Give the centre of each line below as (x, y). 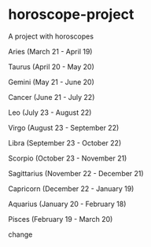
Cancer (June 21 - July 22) (52, 97)
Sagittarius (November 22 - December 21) (76, 173)
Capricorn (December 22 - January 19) (71, 188)
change (20, 234)
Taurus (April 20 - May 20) (51, 66)
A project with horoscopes (51, 36)
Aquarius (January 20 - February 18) (67, 204)
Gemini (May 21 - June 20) (51, 82)
